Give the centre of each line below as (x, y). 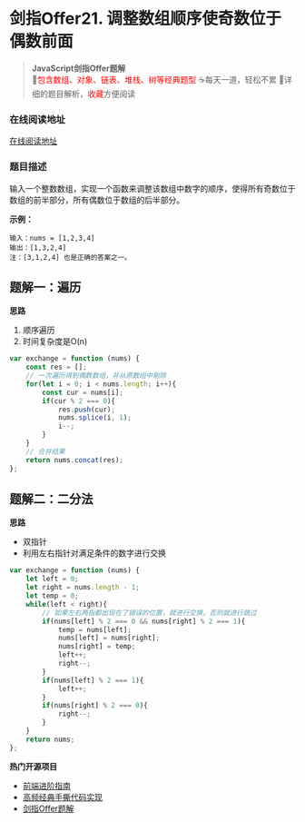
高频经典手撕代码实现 (62, 797)
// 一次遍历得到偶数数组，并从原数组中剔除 (96, 376)
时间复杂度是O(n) (55, 342)
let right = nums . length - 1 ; (83, 588)
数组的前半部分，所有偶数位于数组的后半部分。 (97, 200)
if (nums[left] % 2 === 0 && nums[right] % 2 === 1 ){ (144, 621)
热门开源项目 (33, 766)
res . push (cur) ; (87, 410)
